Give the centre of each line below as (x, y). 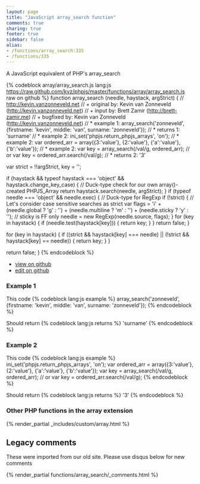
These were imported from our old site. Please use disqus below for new (96, 457)
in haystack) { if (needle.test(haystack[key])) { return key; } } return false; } (98, 223)
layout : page (22, 12)
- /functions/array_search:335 (45, 51)
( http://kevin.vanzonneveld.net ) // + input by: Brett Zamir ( (77, 110)
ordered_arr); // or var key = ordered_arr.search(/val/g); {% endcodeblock (97, 377)
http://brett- (163, 110)
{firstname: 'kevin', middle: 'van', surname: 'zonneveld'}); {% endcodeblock (99, 305)
